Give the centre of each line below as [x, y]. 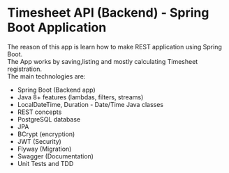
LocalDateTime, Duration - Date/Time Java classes [90, 104]
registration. [24, 69]
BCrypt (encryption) [46, 134]
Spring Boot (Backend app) [56, 90]
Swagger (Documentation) [56, 156]
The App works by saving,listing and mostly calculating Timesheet [103, 61]
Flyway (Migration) [44, 149]
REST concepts [39, 112]
